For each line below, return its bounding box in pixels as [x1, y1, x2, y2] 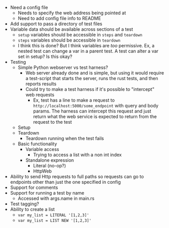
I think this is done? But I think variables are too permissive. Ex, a [17, 43, 155, 48]
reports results [25, 81, 57, 87]
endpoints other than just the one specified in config [10, 179, 121, 185]
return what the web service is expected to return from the [33, 113, 157, 120]
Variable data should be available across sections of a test [10, 26, 133, 32]
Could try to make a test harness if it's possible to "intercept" [25, 86, 155, 92]
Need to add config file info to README [17, 15, 101, 21]
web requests [25, 92, 55, 98]
